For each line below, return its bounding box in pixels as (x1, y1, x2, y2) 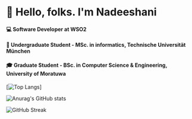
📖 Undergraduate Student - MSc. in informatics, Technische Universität (6, 41, 186, 49)
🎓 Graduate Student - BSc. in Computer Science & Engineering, (6, 62, 168, 69)
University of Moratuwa (6, 70, 67, 77)
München (6, 47, 31, 55)
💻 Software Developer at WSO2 (6, 25, 87, 33)
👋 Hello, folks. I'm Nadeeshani (6, 5, 157, 19)
